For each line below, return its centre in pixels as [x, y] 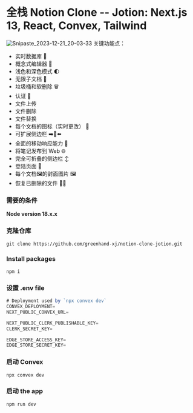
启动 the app [25, 391]
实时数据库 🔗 [31, 56]
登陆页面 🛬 [28, 166]
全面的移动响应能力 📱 [41, 143]
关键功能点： [110, 43]
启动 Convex [25, 362]
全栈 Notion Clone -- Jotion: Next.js [97, 12]
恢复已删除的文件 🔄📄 [41, 183]
